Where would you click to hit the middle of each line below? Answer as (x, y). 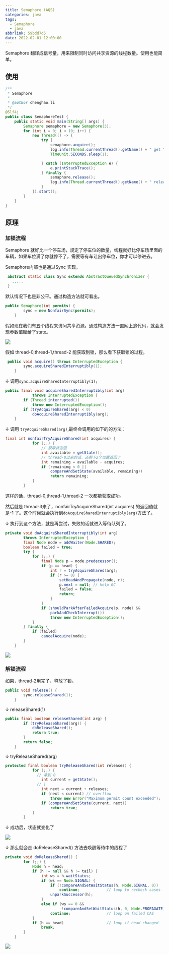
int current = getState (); (69, 780)
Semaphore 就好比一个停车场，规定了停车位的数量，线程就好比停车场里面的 (84, 250)
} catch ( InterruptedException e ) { (79, 163)
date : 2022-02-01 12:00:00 (33, 38)
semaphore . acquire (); (73, 145)
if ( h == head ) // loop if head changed (95, 923)
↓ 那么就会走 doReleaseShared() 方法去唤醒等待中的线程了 (66, 848)
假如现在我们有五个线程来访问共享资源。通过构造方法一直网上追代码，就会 (82, 325)
